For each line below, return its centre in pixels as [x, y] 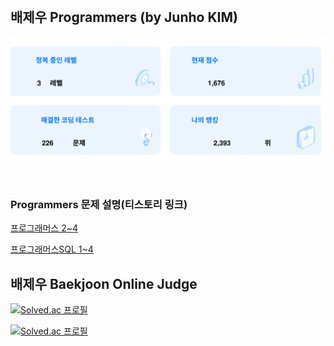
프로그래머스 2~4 [44, 228]
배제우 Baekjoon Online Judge [104, 283]
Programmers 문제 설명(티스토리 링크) [99, 205]
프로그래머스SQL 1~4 [52, 249]
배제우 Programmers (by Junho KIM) [124, 17]
